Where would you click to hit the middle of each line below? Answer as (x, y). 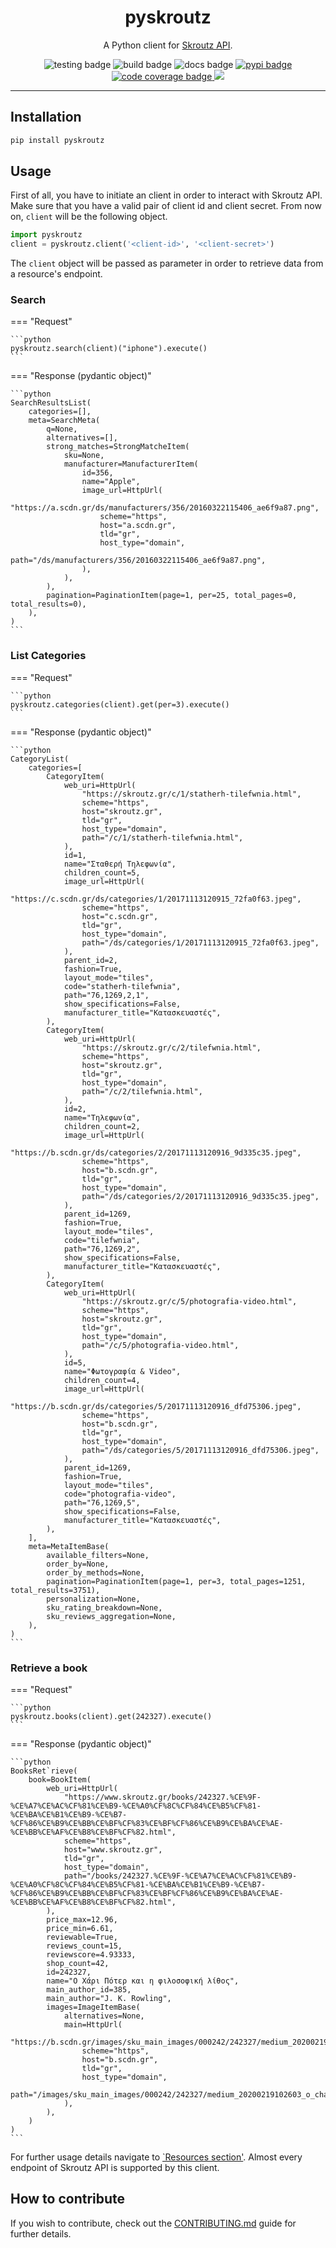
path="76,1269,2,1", (106, 995)
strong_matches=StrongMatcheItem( (118, 447)
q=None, (62, 429)
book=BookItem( (60, 1780)
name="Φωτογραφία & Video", (122, 1371)
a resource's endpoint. (56, 274)
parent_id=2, (90, 960)
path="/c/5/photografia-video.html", (160, 1345)
